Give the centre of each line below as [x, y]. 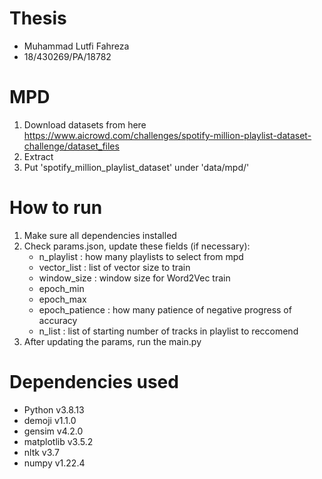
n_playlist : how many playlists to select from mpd [141, 256]
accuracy [58, 320]
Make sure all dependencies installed [100, 235]
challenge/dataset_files [71, 146]
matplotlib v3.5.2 [58, 441]
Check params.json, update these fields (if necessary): [137, 246]
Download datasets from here [85, 124]
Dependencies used [94, 382]
